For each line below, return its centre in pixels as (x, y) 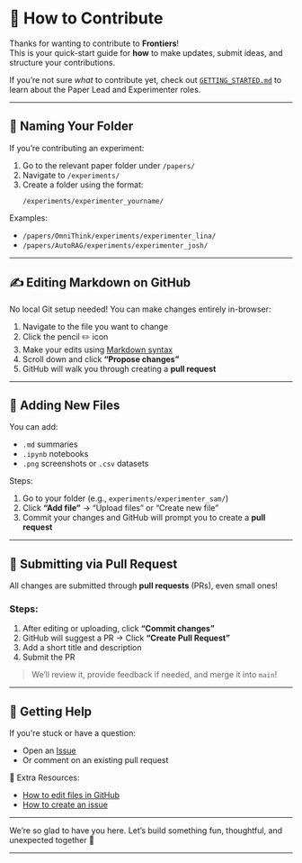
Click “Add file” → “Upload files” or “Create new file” (120, 508)
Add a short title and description (82, 648)
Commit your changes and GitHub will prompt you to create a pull (144, 518)
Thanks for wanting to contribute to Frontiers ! (94, 43)
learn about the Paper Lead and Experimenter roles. (105, 89)
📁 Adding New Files (65, 405)
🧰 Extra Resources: (44, 777)
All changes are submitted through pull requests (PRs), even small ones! (144, 586)
